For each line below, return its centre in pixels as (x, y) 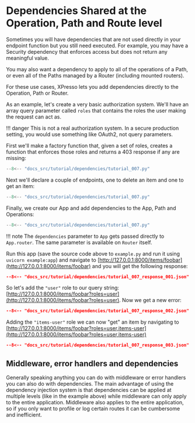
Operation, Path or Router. (37, 93)
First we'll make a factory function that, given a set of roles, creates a (89, 145)
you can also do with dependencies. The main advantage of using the (90, 384)
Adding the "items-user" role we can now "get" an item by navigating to (93, 322)
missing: (16, 158)
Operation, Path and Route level (84, 23)
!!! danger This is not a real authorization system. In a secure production (93, 128)
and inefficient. (24, 415)
